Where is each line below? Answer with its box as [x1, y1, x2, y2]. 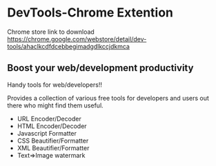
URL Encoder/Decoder [17, 114, 81, 123]
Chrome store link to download [7, 28, 95, 36]
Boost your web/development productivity [7, 62, 194, 74]
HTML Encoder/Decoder [17, 122, 88, 130]
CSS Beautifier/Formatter [17, 136, 89, 145]
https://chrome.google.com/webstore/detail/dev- [7, 34, 147, 43]
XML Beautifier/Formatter [17, 143, 90, 152]
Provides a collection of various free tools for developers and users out [7, 94, 209, 102]
